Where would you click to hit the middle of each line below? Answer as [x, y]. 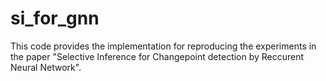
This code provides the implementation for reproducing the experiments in [163, 46]
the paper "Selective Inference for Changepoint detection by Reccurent [157, 56]
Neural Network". [46, 67]
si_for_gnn [55, 18]
